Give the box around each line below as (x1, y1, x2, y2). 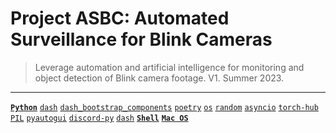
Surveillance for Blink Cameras (10, 28, 273, 51)
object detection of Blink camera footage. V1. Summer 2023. (34, 72, 285, 84)
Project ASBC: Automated (10, 7, 230, 30)
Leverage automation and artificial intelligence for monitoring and (34, 61, 305, 73)
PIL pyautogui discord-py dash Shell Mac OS (10, 113, 189, 123)
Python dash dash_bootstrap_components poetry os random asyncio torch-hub (10, 102, 319, 112)
